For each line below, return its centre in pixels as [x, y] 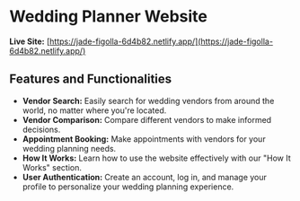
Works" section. [52, 167]
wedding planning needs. [69, 148]
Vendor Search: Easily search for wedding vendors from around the [148, 100]
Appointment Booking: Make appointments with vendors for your [144, 139]
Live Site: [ [30, 41]
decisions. [41, 129]
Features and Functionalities [91, 79]
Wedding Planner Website [109, 17]
